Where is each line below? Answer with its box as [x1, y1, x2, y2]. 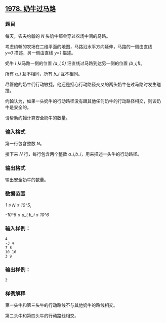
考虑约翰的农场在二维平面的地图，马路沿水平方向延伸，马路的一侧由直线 [5, 44, 152, 50]
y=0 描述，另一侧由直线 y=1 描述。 [5, 50, 76, 55]
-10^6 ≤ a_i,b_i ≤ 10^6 [5, 212, 49, 217]
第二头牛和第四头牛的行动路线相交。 [5, 313, 79, 319]
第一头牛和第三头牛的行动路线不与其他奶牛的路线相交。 [5, 302, 118, 308]
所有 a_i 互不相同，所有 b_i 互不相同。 [5, 71, 83, 77]
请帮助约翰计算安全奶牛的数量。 [5, 114, 70, 120]
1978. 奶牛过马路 [5, 4, 56, 13]
